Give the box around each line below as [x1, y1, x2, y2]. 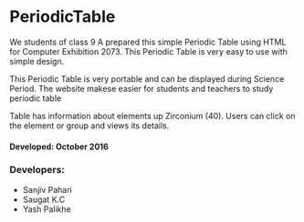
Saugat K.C [22, 194, 66, 205]
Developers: [9, 164, 66, 177]
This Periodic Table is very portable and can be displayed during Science [9, 73, 285, 84]
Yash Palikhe [22, 203, 71, 215]
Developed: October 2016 [9, 141, 110, 152]
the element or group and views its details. [9, 120, 170, 131]
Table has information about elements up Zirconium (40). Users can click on [9, 110, 296, 121]
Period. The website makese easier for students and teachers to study [9, 83, 274, 94]
